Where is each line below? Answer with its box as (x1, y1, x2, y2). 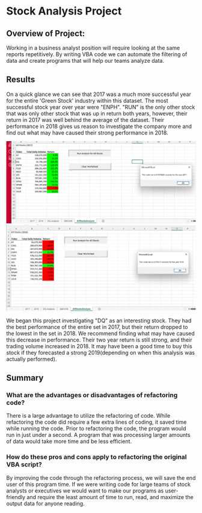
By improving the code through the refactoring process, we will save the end (6, 474, 196, 481)
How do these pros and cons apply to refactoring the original (6, 453, 188, 461)
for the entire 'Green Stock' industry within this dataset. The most (6, 97, 168, 104)
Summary (6, 373, 44, 383)
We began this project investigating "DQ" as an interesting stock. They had (6, 317, 192, 324)
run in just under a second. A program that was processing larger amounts (6, 432, 191, 439)
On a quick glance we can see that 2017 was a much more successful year (6, 91, 191, 98)
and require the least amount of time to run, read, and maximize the (26, 493, 194, 500)
